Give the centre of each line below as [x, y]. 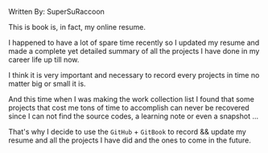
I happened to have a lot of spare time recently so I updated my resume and [134, 42]
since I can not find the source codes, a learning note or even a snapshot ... [134, 116]
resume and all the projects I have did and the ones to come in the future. [130, 140]
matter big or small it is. [47, 84]
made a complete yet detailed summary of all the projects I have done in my [134, 51]
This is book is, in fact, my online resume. [77, 27]
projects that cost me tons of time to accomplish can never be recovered [129, 108]
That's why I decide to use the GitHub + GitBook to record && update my [128, 132]
